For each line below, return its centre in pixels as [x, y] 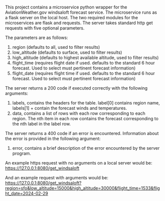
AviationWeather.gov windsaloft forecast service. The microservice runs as [81, 12]
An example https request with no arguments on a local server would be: [79, 163]
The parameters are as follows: [36, 37]
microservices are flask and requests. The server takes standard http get [79, 23]
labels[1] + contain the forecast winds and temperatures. [69, 108]
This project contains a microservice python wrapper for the [66, 7]
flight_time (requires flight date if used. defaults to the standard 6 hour [83, 63]
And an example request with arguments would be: [57, 178]
